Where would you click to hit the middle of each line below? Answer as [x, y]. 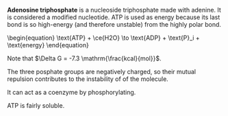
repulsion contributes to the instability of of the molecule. [88, 79]
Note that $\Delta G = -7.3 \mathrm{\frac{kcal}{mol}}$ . [84, 58]
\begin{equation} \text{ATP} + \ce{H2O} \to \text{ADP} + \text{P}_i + [103, 38]
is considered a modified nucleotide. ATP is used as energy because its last [114, 17]
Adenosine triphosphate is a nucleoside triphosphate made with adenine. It [114, 10]
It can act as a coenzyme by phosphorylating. [72, 92]
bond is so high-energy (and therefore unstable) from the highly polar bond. [114, 24]
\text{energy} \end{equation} [48, 45]
